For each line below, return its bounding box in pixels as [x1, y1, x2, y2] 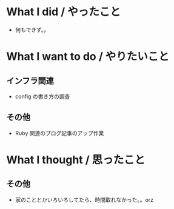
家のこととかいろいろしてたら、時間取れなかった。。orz [15, 196, 153, 203]
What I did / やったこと [6, 5, 121, 19]
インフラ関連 [6, 76, 55, 86]
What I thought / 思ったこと [6, 153, 146, 167]
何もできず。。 [15, 26, 50, 33]
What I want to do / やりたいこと [6, 50, 170, 64]
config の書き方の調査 [15, 93, 70, 100]
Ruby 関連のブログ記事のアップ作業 [15, 129, 104, 136]
